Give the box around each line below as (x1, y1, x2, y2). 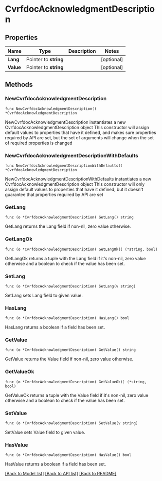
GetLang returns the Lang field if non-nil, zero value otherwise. (5, 223, 131, 229)
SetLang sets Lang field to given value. (5, 292, 83, 298)
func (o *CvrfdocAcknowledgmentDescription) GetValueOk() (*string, (5, 379, 147, 384)
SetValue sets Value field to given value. (5, 429, 85, 436)
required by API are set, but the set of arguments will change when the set (5, 134, 154, 140)
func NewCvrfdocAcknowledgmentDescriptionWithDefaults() (5, 163, 123, 168)
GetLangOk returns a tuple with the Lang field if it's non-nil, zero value (5, 255, 146, 261)
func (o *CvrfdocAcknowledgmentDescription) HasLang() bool (5, 316, 130, 321)
